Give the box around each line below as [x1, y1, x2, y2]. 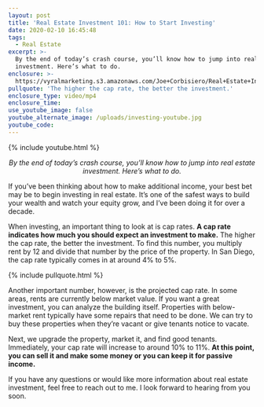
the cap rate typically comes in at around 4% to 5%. [8, 255, 177, 264]
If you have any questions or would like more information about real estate [8, 374, 249, 383]
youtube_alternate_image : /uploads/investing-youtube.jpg [8, 114, 202, 122]
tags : [8, 33, 26, 42]
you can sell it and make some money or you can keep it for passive [8, 350, 233, 360]
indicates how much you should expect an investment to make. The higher [8, 229, 255, 240]
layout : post [8, 11, 51, 20]
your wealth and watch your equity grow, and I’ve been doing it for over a [8, 198, 245, 207]
